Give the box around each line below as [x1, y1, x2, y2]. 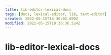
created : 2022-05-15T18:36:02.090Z [5, 16, 78, 21]
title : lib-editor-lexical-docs [5, 7, 72, 12]
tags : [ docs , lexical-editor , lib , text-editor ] [5, 12, 107, 17]
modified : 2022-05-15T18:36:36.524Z [5, 20, 80, 26]
